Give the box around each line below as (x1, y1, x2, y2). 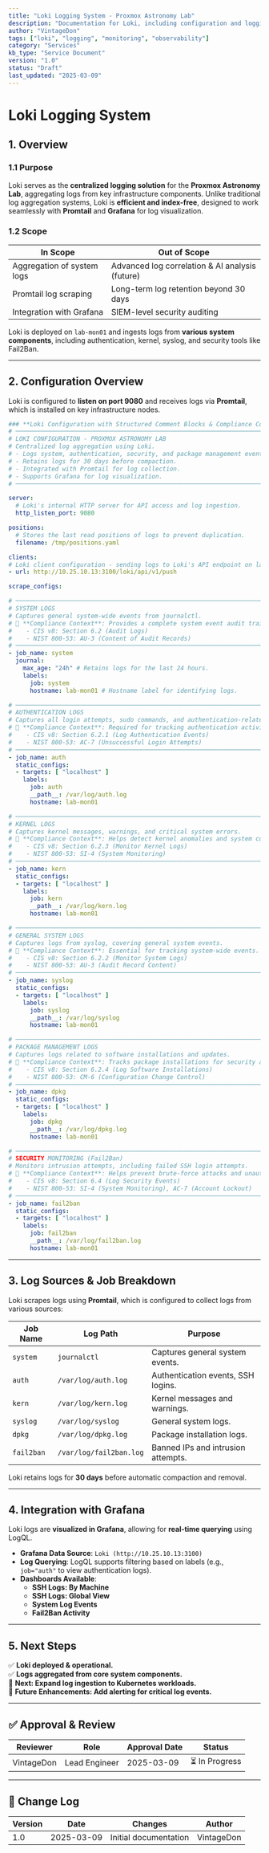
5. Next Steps (8, 1639, 77, 1652)
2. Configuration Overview (8, 375, 144, 389)
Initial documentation (110, 1831, 190, 1843)
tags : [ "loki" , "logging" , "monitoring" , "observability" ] (8, 34, 210, 43)
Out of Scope (158, 246, 210, 258)
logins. (151, 1379, 177, 1391)
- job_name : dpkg (8, 1088, 66, 1096)
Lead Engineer (64, 1757, 119, 1768)
